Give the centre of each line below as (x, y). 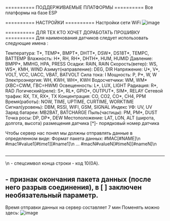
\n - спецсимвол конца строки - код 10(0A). (52, 163)
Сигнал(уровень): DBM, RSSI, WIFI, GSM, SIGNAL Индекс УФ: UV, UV (79, 107)
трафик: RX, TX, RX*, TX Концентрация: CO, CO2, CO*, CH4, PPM (76, 96)
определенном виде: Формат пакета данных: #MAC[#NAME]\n (73, 138)
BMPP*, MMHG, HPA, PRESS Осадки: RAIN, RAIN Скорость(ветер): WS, (81, 64)
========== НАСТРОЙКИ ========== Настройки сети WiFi (73, 23)
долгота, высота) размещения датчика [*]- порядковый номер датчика (82, 123)
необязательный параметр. (52, 195)
